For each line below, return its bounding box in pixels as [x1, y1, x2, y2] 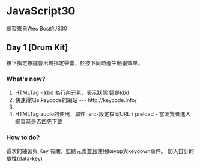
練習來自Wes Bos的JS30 [6, 25, 67, 32]
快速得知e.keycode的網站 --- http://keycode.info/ [14, 97, 137, 104]
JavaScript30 [6, 4, 76, 18]
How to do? [6, 133, 40, 142]
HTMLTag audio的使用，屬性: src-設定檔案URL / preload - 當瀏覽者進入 [14, 110, 191, 118]
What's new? [6, 74, 46, 83]
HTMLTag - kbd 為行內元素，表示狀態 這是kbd [14, 89, 130, 97]
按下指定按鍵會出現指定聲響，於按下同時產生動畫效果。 [6, 59, 143, 67]
